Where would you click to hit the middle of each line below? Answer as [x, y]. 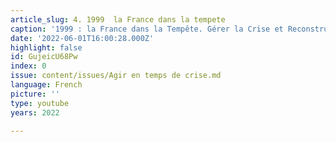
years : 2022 [35, 112]
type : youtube [40, 103]
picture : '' [35, 94]
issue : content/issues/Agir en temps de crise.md [116, 76]
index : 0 [28, 66]
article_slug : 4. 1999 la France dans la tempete [118, 19]
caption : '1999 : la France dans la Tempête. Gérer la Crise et [147, 29]
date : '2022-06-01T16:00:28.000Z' [82, 38]
